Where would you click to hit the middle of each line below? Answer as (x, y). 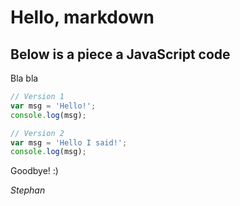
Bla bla (24, 78)
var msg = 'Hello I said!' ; (69, 142)
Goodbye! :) (34, 171)
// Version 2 (37, 133)
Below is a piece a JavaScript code (120, 54)
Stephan (28, 190)
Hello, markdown (82, 17)
